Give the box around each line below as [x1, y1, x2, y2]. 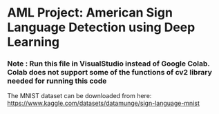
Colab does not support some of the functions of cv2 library [7, 68, 213, 77]
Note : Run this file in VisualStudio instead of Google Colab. [7, 59, 210, 68]
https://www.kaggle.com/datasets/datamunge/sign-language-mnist [7, 99, 200, 108]
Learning [7, 35, 60, 50]
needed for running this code [7, 76, 107, 86]
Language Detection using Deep [7, 19, 196, 35]
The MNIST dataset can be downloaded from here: [7, 92, 152, 100]
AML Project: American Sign [7, 5, 173, 21]
